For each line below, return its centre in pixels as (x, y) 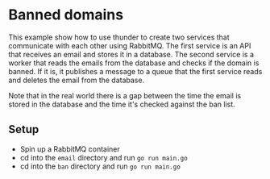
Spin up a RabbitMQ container (70, 149)
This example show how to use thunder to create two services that (119, 37)
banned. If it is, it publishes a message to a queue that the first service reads (135, 71)
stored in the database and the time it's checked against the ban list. (122, 104)
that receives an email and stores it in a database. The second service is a (131, 54)
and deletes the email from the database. (77, 80)
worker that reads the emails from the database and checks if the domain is (134, 63)
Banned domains (66, 15)
